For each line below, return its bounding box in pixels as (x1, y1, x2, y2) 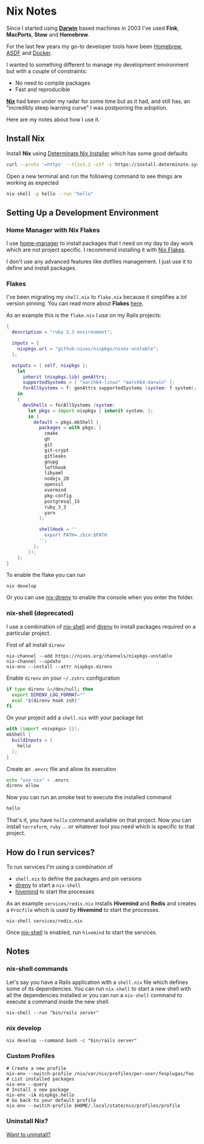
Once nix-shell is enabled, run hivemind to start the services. (6, 928, 158, 936)
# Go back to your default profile (6, 1098, 97, 1104)
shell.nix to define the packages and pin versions (15, 875, 142, 882)
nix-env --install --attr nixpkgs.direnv (6, 663, 113, 669)
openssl (44, 481, 64, 488)
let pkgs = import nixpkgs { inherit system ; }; (28, 408, 154, 414)
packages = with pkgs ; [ (38, 425, 102, 431)
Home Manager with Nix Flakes (6, 225, 100, 234)
